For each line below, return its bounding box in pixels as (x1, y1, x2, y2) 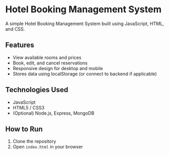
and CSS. (5, 26, 25, 32)
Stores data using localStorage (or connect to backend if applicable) (12, 71, 157, 77)
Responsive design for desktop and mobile (12, 65, 103, 71)
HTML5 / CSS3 (12, 104, 45, 110)
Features (5, 41, 34, 50)
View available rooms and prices (12, 54, 82, 60)
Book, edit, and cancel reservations (12, 60, 88, 66)
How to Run (5, 124, 43, 134)
